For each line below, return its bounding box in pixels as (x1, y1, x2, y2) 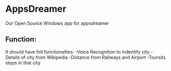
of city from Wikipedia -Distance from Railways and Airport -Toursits (21, 54, 166, 60)
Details (5, 54, 20, 60)
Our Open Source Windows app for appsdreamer (5, 20, 109, 26)
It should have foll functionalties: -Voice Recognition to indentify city (5, 48, 150, 55)
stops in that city (5, 60, 41, 66)
